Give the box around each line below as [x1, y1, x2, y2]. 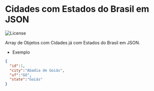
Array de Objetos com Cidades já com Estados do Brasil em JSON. [5, 39, 140, 45]
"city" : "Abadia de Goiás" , [9, 68, 65, 73]
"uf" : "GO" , [9, 72, 32, 77]
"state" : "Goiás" [9, 77, 43, 82]
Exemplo [12, 49, 31, 55]
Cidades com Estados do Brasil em [5, 3, 150, 15]
